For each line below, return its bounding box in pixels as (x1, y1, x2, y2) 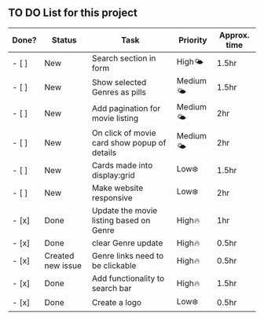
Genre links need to (91, 250, 164, 261)
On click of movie (91, 127, 156, 138)
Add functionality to (91, 273, 165, 284)
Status (51, 35, 77, 46)
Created (44, 250, 75, 261)
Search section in (91, 53, 156, 64)
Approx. (218, 29, 250, 40)
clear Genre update (91, 237, 163, 248)
